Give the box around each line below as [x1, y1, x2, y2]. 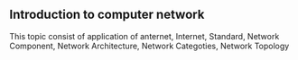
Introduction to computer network [9, 7, 205, 22]
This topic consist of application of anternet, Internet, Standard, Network [9, 30, 280, 41]
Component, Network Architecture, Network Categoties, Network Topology [9, 40, 290, 51]
